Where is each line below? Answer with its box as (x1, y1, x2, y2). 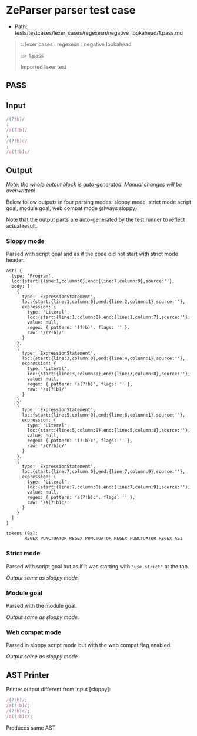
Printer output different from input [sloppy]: (6, 686, 111, 693)
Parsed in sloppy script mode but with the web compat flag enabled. (6, 642, 172, 649)
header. (6, 257, 25, 264)
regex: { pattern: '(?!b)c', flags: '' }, (27, 438, 133, 444)
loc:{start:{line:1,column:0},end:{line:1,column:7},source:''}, (27, 314, 191, 321)
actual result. (6, 222, 38, 229)
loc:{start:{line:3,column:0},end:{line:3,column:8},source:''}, (27, 371, 191, 377)
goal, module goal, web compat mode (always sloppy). (6, 205, 139, 212)
